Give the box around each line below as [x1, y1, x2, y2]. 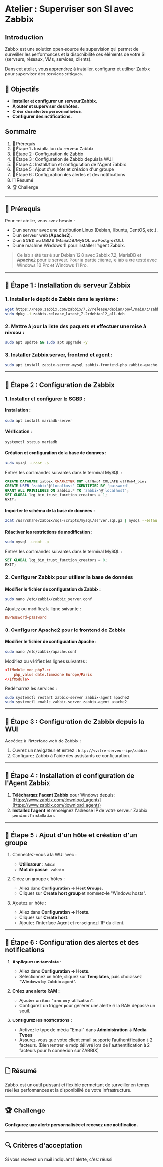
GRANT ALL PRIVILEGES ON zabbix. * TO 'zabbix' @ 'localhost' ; [5, 488, 130, 493]
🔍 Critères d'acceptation [5, 1141, 82, 1149]
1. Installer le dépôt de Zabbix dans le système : [5, 296, 119, 302]
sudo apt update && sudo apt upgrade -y [5, 340, 88, 345]
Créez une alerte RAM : [12, 988, 60, 994]
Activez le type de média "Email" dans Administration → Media [19, 1026, 147, 1033]
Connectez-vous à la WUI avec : [12, 852, 77, 857]
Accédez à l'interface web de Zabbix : [5, 738, 81, 744]
